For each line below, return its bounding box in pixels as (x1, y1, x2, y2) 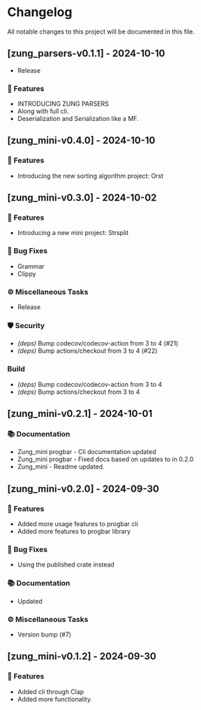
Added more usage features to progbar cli (17, 519, 138, 528)
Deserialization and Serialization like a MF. (17, 115, 140, 123)
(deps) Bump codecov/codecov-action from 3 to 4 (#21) (17, 339, 179, 348)
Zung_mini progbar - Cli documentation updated (17, 448, 157, 456)
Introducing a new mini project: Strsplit (17, 229, 129, 237)
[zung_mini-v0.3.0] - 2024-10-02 (7, 192, 157, 204)
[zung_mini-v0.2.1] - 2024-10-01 (7, 408, 153, 420)
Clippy (17, 269, 36, 278)
